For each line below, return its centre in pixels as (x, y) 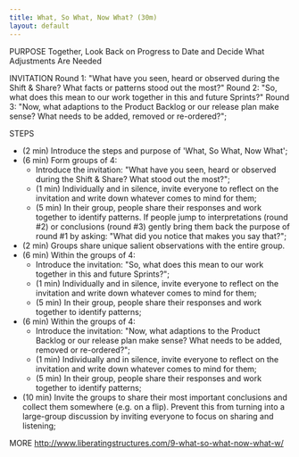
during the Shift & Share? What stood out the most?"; (133, 179)
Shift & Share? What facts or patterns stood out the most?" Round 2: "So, (143, 87)
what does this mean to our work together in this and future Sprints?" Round (149, 97)
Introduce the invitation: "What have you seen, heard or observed (156, 170)
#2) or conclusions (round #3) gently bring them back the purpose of (162, 226)
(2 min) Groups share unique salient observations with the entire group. (154, 245)
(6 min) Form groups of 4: (70, 160)
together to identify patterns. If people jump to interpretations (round (162, 217)
